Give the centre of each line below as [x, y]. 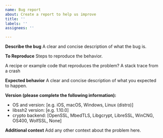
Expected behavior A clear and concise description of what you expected [81, 81]
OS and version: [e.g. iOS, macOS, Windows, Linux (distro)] [73, 105]
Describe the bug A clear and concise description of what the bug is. [76, 46]
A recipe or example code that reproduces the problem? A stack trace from [82, 66]
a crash [13, 71]
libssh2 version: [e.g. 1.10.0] [41, 110]
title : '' [15, 19]
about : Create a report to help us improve [51, 14]
